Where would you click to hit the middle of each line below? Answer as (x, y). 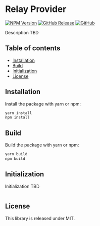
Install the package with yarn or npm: (43, 104)
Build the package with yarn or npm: (42, 145)
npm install (17, 117)
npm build (15, 159)
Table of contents (33, 48)
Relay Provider (36, 9)
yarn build (16, 154)
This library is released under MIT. (40, 218)
